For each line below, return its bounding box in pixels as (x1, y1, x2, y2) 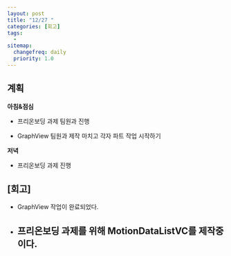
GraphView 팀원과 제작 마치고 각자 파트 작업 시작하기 (17, 131, 161, 140)
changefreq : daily (13, 49, 67, 56)
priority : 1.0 (13, 55, 54, 62)
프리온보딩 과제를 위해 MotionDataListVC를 (17, 225, 197, 237)
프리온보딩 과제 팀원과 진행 (17, 117, 90, 125)
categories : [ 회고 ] (7, 23, 61, 30)
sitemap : (7, 42, 33, 49)
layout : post (7, 10, 45, 17)
